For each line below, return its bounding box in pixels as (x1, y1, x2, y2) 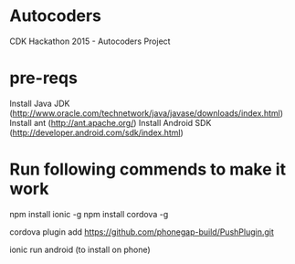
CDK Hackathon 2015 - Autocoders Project (9, 36, 171, 47)
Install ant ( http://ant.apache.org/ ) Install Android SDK (9, 117, 212, 128)
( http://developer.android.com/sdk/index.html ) (9, 127, 184, 138)
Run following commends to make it (9, 159, 286, 180)
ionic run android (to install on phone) (9, 244, 151, 255)
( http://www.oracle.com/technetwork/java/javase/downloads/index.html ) (9, 107, 284, 119)
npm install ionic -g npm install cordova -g (9, 208, 169, 219)
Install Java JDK (9, 98, 70, 109)
